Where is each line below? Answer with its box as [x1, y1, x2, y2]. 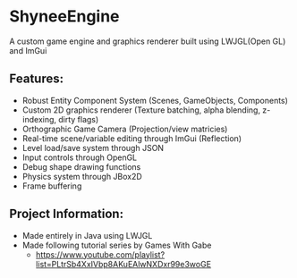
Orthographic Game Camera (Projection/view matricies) [21, 123, 228, 134]
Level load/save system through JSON [21, 142, 164, 153]
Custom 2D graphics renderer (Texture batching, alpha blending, [21, 105, 261, 115]
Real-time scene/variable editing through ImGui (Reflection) [21, 132, 242, 144]
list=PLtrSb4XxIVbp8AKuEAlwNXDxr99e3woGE [35, 258, 212, 269]
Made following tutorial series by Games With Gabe [21, 240, 212, 250]
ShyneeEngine [9, 6, 120, 27]
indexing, [21, 114, 56, 124]
